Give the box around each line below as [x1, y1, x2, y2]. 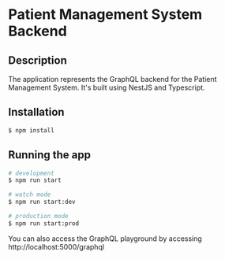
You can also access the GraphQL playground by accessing [8, 234, 203, 243]
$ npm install [8, 126, 55, 135]
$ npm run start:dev [8, 198, 77, 206]
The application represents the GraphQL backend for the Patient [8, 75, 217, 83]
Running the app [8, 148, 91, 162]
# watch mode [8, 191, 51, 198]
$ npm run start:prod [8, 219, 80, 228]
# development [8, 169, 55, 177]
